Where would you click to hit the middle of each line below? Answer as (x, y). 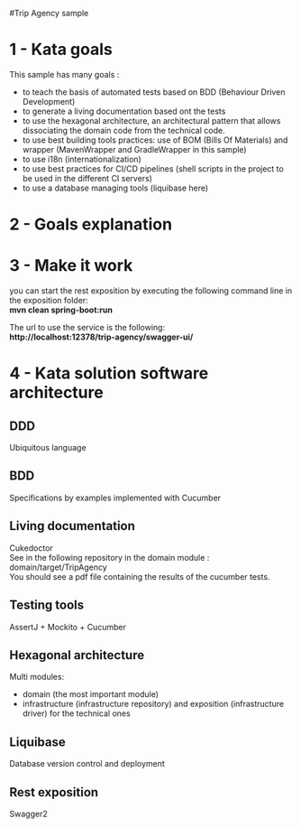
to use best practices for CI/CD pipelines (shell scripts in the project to (153, 168)
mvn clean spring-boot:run (61, 310)
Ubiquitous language (48, 448)
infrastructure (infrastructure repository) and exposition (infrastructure (153, 704)
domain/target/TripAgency (59, 567)
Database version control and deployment (87, 764)
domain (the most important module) (91, 694)
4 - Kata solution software (109, 373)
